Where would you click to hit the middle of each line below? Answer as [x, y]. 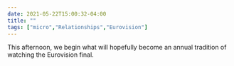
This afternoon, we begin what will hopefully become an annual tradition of [117, 48]
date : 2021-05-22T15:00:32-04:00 [57, 14]
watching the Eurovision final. [50, 55]
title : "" [22, 21]
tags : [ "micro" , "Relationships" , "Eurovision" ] [78, 27]
